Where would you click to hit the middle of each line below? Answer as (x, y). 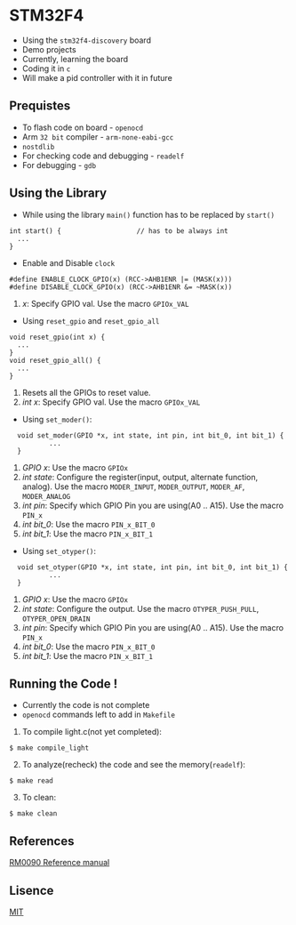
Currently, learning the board (75, 59)
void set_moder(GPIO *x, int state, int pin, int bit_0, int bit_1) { (151, 435)
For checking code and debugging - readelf (103, 156)
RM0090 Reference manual (60, 863)
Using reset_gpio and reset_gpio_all (91, 320)
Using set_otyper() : (59, 551)
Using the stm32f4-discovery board (86, 40)
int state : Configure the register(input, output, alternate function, (140, 477)
